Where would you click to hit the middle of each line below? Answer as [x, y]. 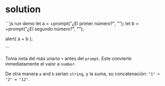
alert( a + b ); [19, 39]
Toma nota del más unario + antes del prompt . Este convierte [68, 58]
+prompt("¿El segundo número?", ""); [45, 28]
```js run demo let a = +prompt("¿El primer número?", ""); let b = [72, 23]
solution [23, 9]
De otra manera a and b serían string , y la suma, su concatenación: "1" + [82, 74]
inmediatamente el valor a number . [41, 64]
